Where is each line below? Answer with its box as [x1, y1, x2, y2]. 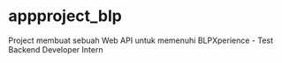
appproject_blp [8, 6, 123, 26]
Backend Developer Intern [8, 44, 103, 54]
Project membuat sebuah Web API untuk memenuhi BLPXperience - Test [8, 35, 274, 45]
